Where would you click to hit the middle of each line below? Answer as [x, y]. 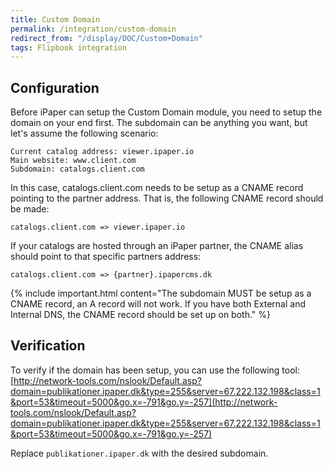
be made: [30, 209]
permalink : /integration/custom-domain [93, 29]
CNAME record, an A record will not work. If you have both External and [158, 304]
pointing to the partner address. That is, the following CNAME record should [167, 198]
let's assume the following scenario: [84, 133]
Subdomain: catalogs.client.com [77, 169]
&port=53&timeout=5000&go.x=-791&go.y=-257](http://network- [144, 402]
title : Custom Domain [55, 19]
